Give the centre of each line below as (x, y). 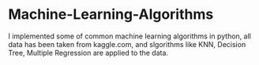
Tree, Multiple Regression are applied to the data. (88, 52)
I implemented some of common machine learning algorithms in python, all (129, 36)
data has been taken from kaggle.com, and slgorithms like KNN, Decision (127, 44)
